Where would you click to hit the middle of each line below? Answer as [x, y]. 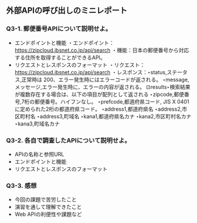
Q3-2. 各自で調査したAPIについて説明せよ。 [69, 140]
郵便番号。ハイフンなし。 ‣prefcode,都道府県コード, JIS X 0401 [112, 101]
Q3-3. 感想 [21, 185]
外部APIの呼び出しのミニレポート [67, 11]
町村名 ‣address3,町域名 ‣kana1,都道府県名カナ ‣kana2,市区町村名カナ [106, 116]
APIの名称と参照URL [39, 154]
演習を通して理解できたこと [48, 207]
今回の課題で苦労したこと [46, 199]
